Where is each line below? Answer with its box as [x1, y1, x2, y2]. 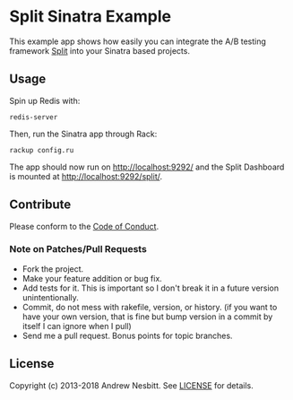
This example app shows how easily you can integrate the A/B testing [9, 36, 267, 47]
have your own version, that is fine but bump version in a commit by [22, 311, 273, 322]
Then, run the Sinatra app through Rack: [9, 128, 158, 139]
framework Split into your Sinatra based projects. [9, 45, 191, 56]
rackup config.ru [9, 145, 74, 154]
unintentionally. [22, 291, 79, 302]
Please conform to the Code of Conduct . [9, 221, 159, 231]
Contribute [9, 197, 72, 213]
